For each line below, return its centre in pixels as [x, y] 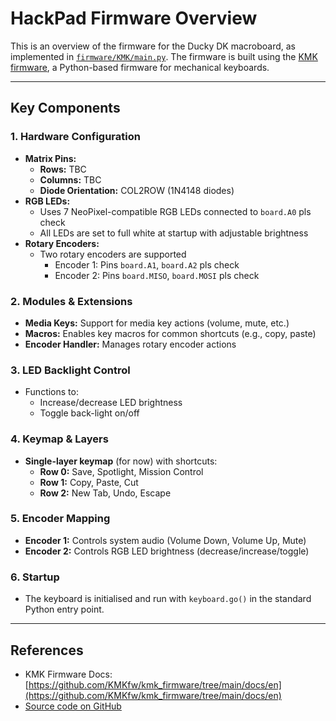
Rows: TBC [63, 169]
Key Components [65, 108]
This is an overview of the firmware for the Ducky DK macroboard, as [153, 46]
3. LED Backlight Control [70, 370]
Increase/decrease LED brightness [111, 403]
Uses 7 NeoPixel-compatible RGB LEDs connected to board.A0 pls [175, 211]
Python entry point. [64, 609]
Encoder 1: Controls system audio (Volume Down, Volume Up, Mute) [165, 540]
